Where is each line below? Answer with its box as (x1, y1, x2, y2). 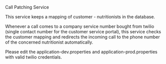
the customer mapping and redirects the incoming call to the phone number (5, 34, 160, 40)
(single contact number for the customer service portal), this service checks (5, 29, 162, 34)
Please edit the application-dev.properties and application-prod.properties (5, 49, 158, 55)
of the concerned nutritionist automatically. (5, 39, 93, 45)
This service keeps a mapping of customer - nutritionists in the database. (5, 14, 156, 19)
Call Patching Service (5, 4, 49, 10)
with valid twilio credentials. (5, 54, 62, 60)
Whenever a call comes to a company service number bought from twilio (5, 23, 155, 29)
